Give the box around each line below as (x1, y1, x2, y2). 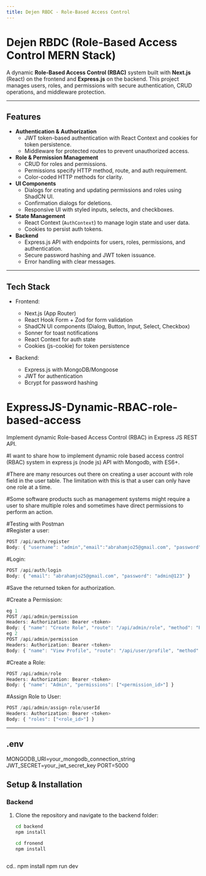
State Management (15, 213, 66, 220)
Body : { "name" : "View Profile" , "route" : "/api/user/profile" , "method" (6, 648, 199, 654)
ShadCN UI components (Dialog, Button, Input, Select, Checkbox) (24, 323, 190, 330)
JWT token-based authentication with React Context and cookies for (24, 134, 198, 142)
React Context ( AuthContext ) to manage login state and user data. (24, 219, 190, 227)
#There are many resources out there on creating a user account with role (6, 470, 193, 478)
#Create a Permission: (6, 595, 63, 603)
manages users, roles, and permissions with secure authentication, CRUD (6, 81, 193, 89)
